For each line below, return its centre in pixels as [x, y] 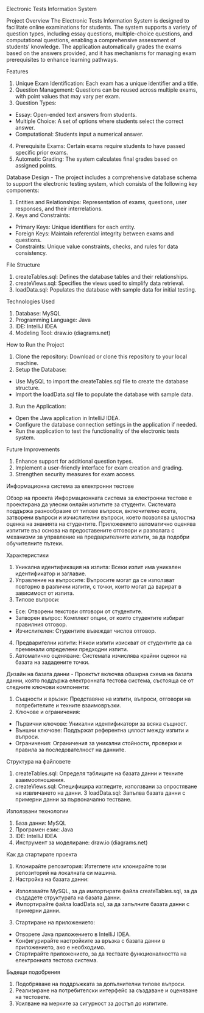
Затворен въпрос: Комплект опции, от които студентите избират [100, 618]
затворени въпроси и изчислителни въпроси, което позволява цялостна [101, 517]
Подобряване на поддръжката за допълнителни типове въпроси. [100, 984]
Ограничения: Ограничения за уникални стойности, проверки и [98, 743]
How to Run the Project [35, 344]
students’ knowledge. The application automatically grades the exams [94, 46]
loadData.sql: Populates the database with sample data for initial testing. [106, 289]
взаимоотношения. [40, 780]
